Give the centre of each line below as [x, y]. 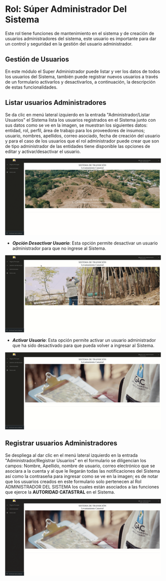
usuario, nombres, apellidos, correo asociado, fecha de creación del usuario [83, 136]
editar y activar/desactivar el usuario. [43, 151]
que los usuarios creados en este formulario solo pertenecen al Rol [73, 482]
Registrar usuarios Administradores [61, 443]
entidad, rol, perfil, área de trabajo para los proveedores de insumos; [75, 130]
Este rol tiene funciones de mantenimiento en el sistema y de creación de [80, 33]
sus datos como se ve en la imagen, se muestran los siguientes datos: [76, 125]
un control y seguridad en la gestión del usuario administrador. [69, 44]
